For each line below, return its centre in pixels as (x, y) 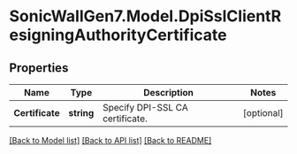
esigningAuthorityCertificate (118, 35)
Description (168, 92)
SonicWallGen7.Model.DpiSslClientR (145, 16)
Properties (39, 68)
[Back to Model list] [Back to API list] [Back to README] (110, 140)
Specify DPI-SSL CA (145, 108)
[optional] (263, 113)
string (81, 113)
